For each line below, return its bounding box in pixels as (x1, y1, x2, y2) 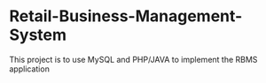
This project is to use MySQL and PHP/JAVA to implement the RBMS (9, 54, 258, 64)
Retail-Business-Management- (9, 6, 243, 26)
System (9, 25, 67, 45)
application (9, 64, 51, 74)
